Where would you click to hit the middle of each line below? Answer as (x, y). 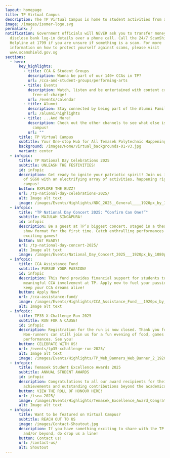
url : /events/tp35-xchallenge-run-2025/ (62, 349)
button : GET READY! (39, 240)
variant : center (36, 151)
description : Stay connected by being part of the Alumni (90, 109)
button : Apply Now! (39, 292)
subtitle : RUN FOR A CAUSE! (48, 320)
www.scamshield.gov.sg (34, 52)
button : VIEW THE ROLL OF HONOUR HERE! (60, 391)
